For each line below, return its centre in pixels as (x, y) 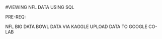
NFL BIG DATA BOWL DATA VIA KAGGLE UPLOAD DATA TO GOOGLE (76, 26)
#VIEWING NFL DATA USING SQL (40, 7)
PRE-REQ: (16, 17)
